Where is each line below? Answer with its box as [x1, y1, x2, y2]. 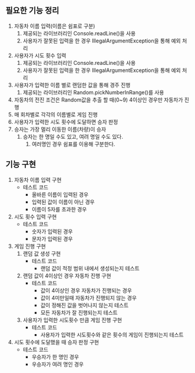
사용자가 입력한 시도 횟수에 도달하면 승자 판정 [14, 118, 118, 125]
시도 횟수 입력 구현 [14, 213, 57, 220]
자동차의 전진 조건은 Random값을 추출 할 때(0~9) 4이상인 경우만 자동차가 [14, 96, 183, 103]
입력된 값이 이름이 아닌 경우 [31, 198, 95, 205]
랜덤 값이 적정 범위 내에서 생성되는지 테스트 [40, 264, 140, 271]
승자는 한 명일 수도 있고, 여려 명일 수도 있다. [22, 133, 123, 140]
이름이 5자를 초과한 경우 [31, 205, 87, 212]
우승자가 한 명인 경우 [31, 353, 80, 360]
